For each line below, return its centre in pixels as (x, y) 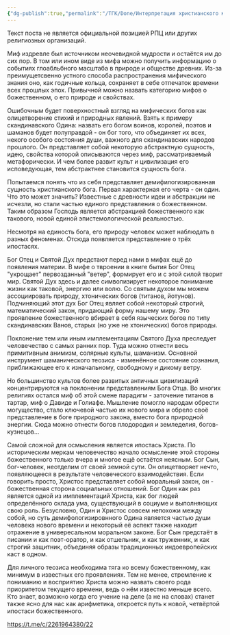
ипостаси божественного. (45, 611)
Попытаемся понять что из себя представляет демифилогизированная (111, 182)
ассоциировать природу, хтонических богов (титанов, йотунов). (101, 296)
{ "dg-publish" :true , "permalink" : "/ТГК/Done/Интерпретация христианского (113, 13)
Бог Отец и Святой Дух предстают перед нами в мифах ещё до (100, 259)
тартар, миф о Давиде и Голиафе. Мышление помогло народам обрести (113, 402)
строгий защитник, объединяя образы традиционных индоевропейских (112, 547)
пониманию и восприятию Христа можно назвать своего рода (99, 582)
